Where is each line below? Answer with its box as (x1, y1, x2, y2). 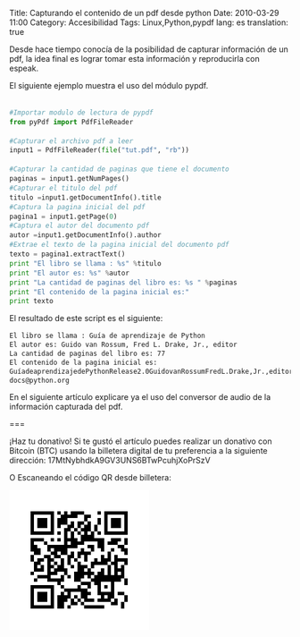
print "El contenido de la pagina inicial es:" (9, 287, 190, 296)
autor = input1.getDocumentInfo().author (9, 231, 162, 240)
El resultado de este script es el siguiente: (9, 313, 163, 324)
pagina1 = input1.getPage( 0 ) (9, 212, 118, 221)
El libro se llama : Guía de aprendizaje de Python (9, 331, 205, 341)
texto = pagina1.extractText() (9, 250, 126, 259)
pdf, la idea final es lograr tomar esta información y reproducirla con (9, 54, 261, 64)
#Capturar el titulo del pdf (9, 183, 118, 192)
